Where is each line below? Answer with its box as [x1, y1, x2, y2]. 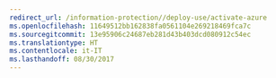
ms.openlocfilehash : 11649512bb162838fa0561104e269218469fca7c [9, 22, 252, 30]
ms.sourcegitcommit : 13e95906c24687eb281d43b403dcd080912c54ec [9, 30, 252, 39]
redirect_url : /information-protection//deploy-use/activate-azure [9, 13, 268, 22]
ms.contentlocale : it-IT [9, 47, 102, 56]
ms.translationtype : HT [9, 38, 99, 48]
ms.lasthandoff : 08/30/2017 [9, 55, 115, 64]
